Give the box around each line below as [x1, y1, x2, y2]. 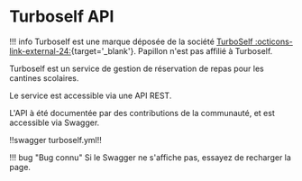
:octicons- [254, 36, 293, 47]
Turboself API [9, 6, 114, 27]
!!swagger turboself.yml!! [9, 134, 102, 145]
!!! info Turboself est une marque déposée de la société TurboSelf [9, 36, 253, 47]
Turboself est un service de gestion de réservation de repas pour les [9, 63, 264, 74]
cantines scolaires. [9, 72, 79, 83]
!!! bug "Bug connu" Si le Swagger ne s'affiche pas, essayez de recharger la [9, 151, 291, 163]
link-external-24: [9, 45, 72, 56]
